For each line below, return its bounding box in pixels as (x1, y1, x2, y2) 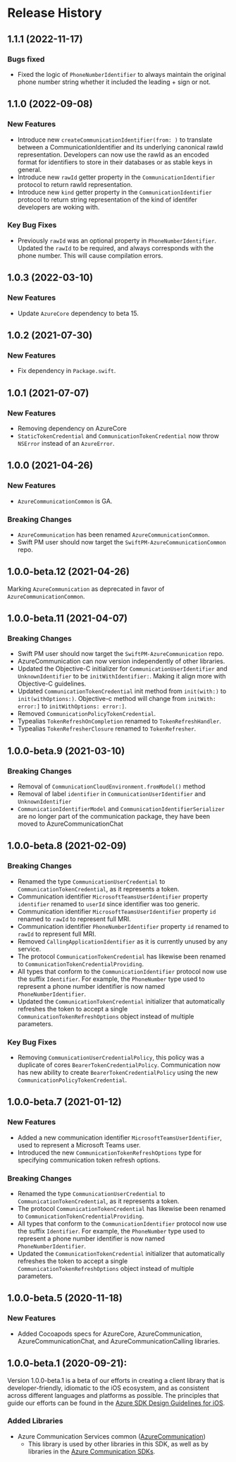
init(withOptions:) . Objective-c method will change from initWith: (17, 695, 216, 703)
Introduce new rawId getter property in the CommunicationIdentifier (17, 173, 216, 181)
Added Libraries (7, 1416, 63, 1426)
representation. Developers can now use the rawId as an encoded (17, 150, 209, 159)
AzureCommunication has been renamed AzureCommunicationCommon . (17, 530, 210, 539)
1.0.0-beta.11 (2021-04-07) (7, 612, 128, 625)
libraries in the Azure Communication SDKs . (27, 1447, 156, 1456)
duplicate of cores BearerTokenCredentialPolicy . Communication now (17, 1061, 221, 1069)
